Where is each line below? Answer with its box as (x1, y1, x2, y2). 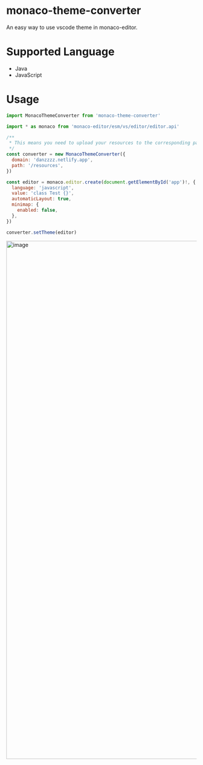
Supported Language (6, 45, 115, 59)
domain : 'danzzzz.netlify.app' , (11, 157, 94, 163)
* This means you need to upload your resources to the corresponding (8, 140, 190, 146)
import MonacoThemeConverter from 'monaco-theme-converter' (6, 113, 161, 119)
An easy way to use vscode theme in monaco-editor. (6, 24, 138, 31)
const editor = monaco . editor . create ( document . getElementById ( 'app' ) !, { (6, 179, 196, 185)
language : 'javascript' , (11, 185, 74, 191)
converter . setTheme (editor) (6, 229, 77, 235)
